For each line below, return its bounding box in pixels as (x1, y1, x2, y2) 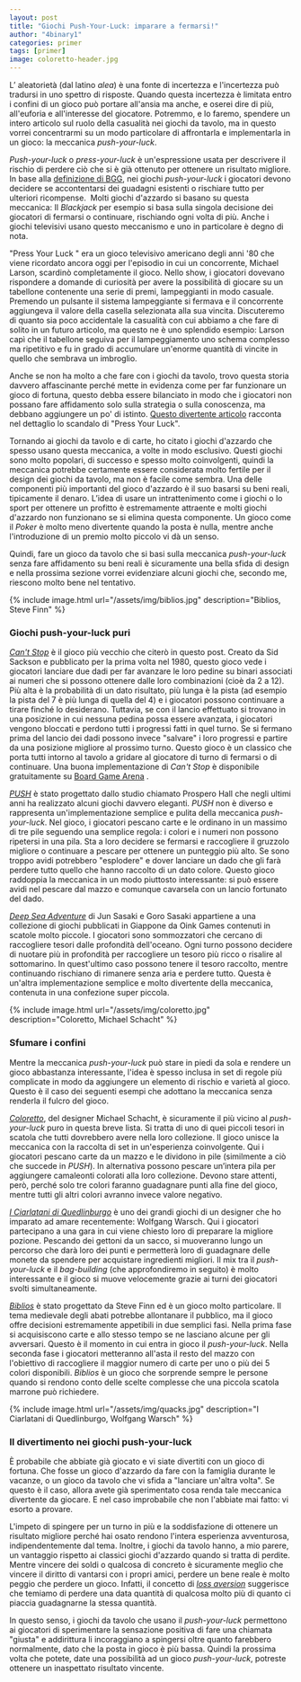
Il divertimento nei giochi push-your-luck (9, 1435, 192, 1447)
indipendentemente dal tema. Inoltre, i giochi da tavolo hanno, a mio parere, (9, 1540, 289, 1551)
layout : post (9, 13, 58, 22)
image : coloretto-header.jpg (9, 55, 119, 64)
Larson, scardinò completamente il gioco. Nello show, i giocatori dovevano (9, 267, 285, 278)
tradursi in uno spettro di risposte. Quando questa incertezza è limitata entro (9, 89, 292, 100)
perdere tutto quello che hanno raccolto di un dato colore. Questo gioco (9, 864, 276, 876)
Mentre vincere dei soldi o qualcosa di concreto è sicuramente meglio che (9, 1559, 284, 1570)
